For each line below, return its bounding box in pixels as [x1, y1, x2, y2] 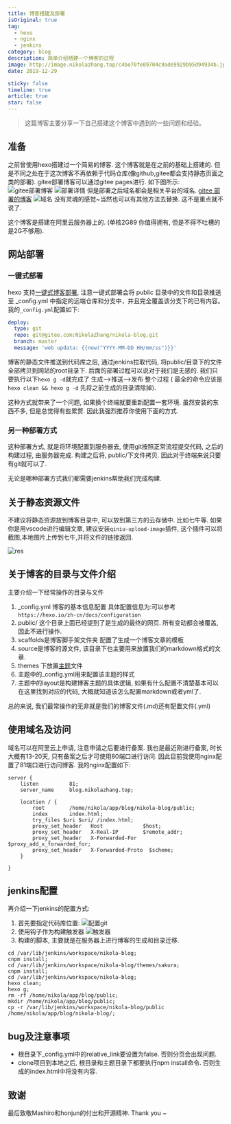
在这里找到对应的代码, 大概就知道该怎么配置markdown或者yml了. [17, 687, 202, 695]
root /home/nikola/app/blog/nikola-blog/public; [32, 804, 195, 811]
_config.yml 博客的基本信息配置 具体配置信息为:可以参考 [17, 602, 176, 610]
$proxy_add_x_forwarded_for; [8, 840, 91, 848]
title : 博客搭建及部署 [8, 10, 66, 17]
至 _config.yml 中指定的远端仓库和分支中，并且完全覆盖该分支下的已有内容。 [8, 296, 224, 305]
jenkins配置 [8, 885, 58, 896]
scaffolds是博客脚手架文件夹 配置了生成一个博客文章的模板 [17, 635, 184, 643]
